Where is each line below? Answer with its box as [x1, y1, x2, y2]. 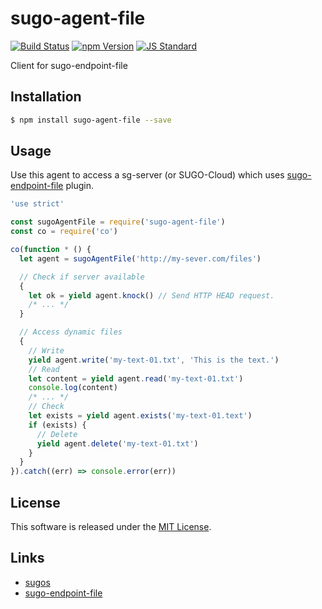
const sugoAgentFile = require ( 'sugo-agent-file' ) [10, 217, 226, 227]
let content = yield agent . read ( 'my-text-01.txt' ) [28, 373, 244, 384]
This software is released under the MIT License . [10, 521, 212, 532]
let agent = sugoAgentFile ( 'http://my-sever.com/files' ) [19, 253, 262, 264]
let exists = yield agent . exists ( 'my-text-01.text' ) [28, 411, 253, 421]
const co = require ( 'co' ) [10, 227, 118, 237]
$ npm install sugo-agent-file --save [10, 115, 172, 125]
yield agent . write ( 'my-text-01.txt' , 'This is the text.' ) [28, 355, 280, 365]
